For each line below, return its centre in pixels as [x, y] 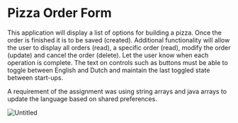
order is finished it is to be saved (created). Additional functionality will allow [119, 40]
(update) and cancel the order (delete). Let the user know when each [108, 55]
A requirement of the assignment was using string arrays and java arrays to [117, 91]
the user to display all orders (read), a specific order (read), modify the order [119, 47]
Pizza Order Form [59, 13]
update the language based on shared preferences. [82, 99]
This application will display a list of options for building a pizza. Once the [114, 33]
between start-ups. [35, 77]
